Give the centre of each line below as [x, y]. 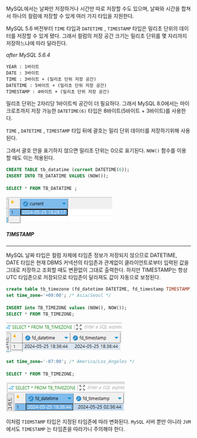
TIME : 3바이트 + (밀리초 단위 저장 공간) [51, 79]
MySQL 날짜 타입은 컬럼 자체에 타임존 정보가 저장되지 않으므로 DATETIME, [92, 255]
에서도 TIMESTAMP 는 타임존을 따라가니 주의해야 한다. [65, 429]
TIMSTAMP [20, 235]
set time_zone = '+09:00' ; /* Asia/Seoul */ [59, 296]
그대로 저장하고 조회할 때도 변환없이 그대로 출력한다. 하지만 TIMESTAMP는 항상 [97, 270]
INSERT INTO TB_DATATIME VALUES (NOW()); [57, 176]
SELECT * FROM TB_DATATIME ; [42, 188]
